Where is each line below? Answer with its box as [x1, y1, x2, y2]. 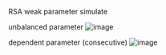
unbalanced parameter [8, 22, 84, 31]
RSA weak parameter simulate [8, 7, 108, 16]
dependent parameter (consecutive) [8, 37, 128, 47]
